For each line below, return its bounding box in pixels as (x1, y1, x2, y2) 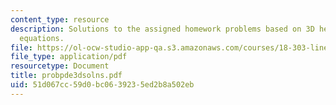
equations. (19, 33, 65, 43)
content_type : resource (10, 14, 110, 25)
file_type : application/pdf (10, 52, 128, 62)
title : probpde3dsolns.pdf (10, 71, 123, 81)
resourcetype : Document (10, 61, 110, 71)
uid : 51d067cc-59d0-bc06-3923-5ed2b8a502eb (10, 80, 195, 90)
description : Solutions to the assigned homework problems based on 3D (10, 24, 315, 34)
